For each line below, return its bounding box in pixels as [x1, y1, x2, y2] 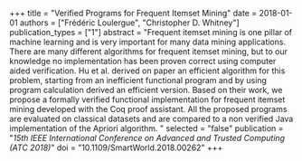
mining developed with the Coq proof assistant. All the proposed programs [9, 104, 288, 114]
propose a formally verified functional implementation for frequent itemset [9, 94, 286, 105]
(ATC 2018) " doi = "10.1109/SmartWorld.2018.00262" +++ [9, 142, 223, 153]
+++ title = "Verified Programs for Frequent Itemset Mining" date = [9, 8, 258, 18]
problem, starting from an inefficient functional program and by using [9, 75, 267, 85]
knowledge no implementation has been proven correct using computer [9, 56, 277, 66]
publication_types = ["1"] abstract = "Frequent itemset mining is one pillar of [9, 27, 293, 37]
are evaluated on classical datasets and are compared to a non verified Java [9, 113, 294, 124]
